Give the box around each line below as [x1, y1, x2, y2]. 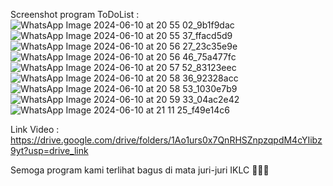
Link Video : [10, 124, 60, 135]
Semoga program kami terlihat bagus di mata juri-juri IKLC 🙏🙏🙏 [10, 164, 270, 176]
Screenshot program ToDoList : [10, 9, 140, 20]
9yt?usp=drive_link [10, 145, 89, 156]
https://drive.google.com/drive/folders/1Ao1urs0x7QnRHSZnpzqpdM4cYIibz [10, 134, 323, 146]
